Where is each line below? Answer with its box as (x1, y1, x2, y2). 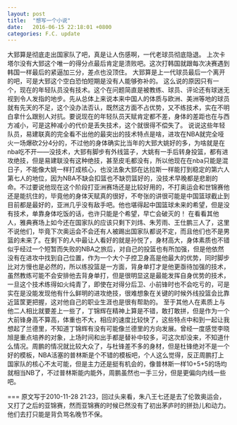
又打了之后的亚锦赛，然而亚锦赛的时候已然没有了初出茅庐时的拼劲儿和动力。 (7, 401, 230, 410)
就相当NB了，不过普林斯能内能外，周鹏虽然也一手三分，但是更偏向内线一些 (7, 368, 226, 377)
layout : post (7, 10, 46, 18)
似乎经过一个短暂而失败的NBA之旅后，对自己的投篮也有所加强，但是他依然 (7, 245, 224, 253)
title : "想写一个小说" (7, 17, 71, 24)
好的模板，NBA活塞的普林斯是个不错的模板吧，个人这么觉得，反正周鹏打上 (7, 351, 224, 359)
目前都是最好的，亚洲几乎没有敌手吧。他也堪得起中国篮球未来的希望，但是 (7, 201, 224, 209)
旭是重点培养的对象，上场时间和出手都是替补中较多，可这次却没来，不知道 (7, 333, 224, 342)
